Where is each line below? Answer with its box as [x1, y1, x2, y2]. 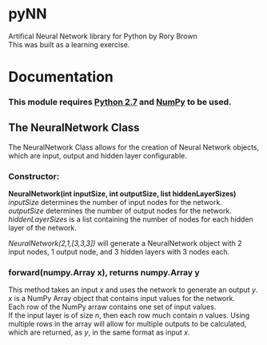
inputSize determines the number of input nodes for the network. [8, 198, 222, 207]
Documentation [8, 68, 114, 86]
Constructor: [8, 170, 60, 182]
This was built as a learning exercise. [8, 39, 130, 49]
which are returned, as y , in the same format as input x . [8, 327, 190, 337]
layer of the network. [8, 223, 78, 233]
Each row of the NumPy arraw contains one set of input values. [8, 302, 217, 312]
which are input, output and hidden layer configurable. [8, 150, 188, 160]
